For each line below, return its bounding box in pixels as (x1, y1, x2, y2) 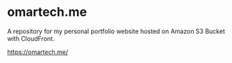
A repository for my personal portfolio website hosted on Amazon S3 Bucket (7, 27, 226, 35)
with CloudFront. (7, 34, 55, 42)
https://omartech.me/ (7, 48, 68, 56)
